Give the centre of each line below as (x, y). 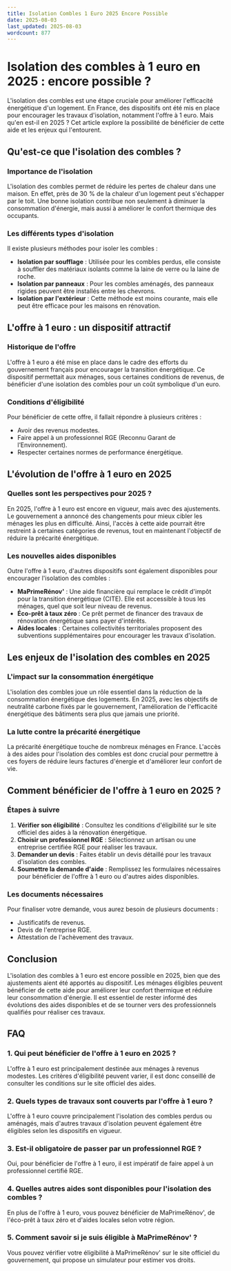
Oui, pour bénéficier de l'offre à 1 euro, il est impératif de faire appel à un (110, 1163)
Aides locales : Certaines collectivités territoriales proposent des (109, 628)
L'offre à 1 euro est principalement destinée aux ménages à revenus (103, 1068)
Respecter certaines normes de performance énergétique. (100, 452)
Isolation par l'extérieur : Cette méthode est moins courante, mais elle (118, 299)
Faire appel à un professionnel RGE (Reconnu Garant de (96, 438)
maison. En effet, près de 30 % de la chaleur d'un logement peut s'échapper (116, 193)
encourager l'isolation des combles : (59, 578)
